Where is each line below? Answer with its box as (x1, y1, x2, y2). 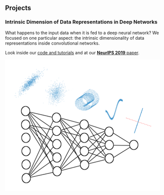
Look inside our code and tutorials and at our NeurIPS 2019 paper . (5, 49, 140, 55)
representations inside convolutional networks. (5, 40, 100, 46)
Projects (5, 4, 31, 12)
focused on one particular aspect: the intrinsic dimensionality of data (5, 35, 145, 41)
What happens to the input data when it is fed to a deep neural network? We (5, 29, 159, 36)
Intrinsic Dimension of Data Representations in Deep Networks (5, 19, 158, 25)
